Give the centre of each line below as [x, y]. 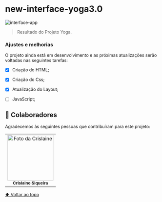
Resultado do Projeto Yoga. [44, 32]
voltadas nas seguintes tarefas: [37, 61]
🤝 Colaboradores [31, 115]
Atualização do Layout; [35, 89]
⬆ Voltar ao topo [22, 195]
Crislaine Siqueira [30, 183]
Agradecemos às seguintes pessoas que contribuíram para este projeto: [78, 127]
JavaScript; [24, 99]
